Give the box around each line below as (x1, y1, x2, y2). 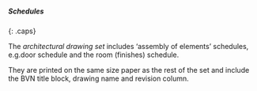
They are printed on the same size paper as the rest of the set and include (8, 65, 250, 74)
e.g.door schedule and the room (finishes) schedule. (8, 50, 180, 59)
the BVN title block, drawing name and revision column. (8, 74, 189, 83)
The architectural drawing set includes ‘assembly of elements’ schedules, (8, 41, 249, 51)
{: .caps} (8, 26, 36, 36)
